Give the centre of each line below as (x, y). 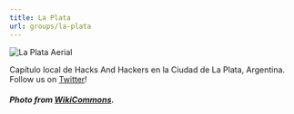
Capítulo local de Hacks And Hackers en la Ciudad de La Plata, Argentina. (147, 70)
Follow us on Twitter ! (49, 79)
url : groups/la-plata (51, 26)
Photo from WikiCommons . (62, 100)
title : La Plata (40, 18)
